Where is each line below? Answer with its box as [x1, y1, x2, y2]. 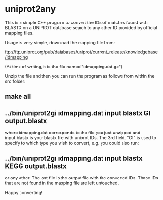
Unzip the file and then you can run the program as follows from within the [5, 73, 155, 79]
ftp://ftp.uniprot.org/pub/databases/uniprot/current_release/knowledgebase [5, 49, 158, 55]
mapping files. [5, 30, 34, 36]
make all [5, 92, 31, 101]
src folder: [5, 78, 26, 84]
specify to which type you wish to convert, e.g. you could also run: [5, 140, 139, 146]
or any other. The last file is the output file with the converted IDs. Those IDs [5, 175, 159, 180]
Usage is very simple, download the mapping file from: [5, 39, 115, 45]
